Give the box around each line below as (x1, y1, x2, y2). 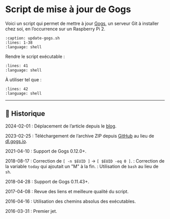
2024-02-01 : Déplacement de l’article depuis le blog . (5, 123, 117, 129)
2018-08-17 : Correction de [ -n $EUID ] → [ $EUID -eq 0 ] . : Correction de (5, 158, 165, 164)
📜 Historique (5, 109, 46, 118)
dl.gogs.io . (5, 138, 27, 144)
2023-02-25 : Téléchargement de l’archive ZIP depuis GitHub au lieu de (5, 133, 154, 139)
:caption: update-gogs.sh (5, 36, 60, 41)
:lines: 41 (5, 63, 28, 68)
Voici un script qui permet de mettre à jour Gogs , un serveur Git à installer (5, 20, 159, 26)
